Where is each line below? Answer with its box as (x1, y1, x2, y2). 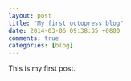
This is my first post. (8, 63, 76, 73)
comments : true (8, 34, 59, 43)
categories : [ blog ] (8, 42, 74, 50)
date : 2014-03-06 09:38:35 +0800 (8, 26, 121, 34)
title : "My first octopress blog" (8, 19, 125, 27)
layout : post (8, 11, 52, 20)
